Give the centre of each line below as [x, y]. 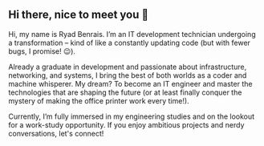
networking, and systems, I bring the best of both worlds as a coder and [128, 75]
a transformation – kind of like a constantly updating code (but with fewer [130, 43]
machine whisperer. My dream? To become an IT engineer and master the [130, 83]
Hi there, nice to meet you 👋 [79, 15]
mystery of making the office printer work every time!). [99, 100]
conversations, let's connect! [56, 133]
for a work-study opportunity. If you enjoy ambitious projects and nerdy [126, 124]
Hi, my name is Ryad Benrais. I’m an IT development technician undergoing [132, 34]
